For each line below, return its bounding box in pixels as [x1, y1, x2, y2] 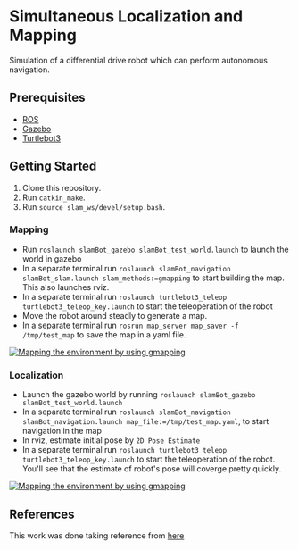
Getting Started [9, 159, 97, 174]
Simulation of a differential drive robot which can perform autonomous [9, 54, 268, 65]
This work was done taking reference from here [9, 529, 185, 541]
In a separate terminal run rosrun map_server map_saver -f [21, 320, 239, 330]
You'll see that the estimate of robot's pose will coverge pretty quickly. [21, 463, 282, 474]
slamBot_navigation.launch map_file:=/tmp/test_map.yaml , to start [21, 416, 269, 427]
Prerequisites [9, 90, 86, 105]
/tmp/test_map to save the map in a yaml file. [21, 329, 186, 340]
